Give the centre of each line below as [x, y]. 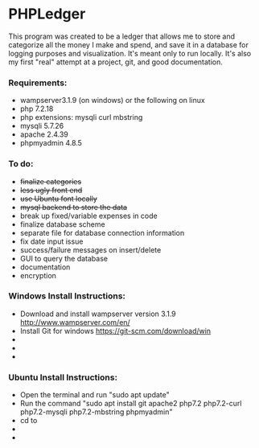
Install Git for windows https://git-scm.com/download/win [115, 331]
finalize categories [51, 181]
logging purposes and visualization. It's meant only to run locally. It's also [130, 53]
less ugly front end [51, 190]
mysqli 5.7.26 [42, 126]
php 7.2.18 [37, 109]
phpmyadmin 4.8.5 [51, 143]
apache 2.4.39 [44, 134]
